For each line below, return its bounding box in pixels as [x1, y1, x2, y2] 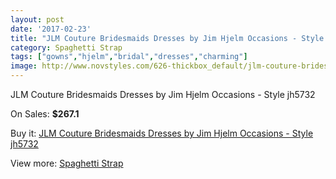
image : [10, 61, 38, 71]
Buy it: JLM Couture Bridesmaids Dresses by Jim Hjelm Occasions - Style [10, 127, 314, 139]
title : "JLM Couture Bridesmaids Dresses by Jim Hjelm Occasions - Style [10, 33, 325, 43]
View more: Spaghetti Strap [10, 157, 124, 169]
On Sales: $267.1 [10, 108, 80, 120]
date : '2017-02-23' [10, 24, 92, 34]
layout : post [10, 14, 65, 25]
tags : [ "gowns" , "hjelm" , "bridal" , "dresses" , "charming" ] [10, 52, 248, 62]
